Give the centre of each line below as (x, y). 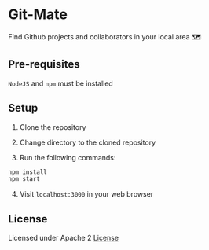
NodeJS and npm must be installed (61, 83)
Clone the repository (53, 127)
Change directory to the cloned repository (88, 142)
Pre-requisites (44, 64)
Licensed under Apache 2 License (64, 238)
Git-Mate (38, 15)
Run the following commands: (68, 157)
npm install (27, 172)
